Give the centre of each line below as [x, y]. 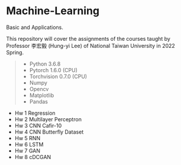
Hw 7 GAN [27, 151]
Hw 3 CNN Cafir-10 [38, 125]
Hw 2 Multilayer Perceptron [48, 119]
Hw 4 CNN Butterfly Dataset [49, 132]
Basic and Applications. [35, 27]
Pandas [39, 101]
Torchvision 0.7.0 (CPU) [58, 76]
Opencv [39, 89]
